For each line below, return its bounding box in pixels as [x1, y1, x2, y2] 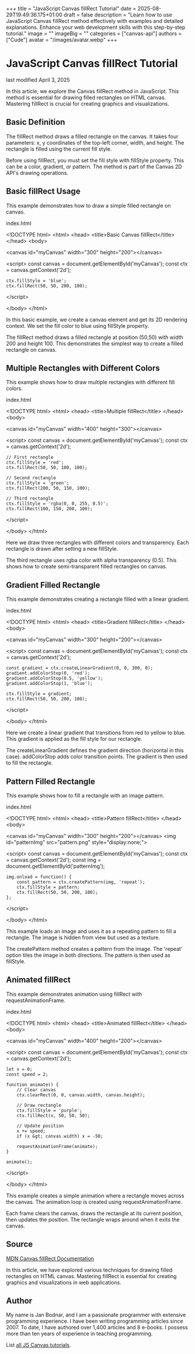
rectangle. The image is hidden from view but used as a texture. [6, 934, 160, 941]
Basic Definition [6, 117, 66, 127]
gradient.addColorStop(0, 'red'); [6, 670, 91, 676]
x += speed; [16, 1128, 46, 1134]
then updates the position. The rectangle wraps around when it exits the [6, 1216, 180, 1223]
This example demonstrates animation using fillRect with [6, 990, 142, 997]
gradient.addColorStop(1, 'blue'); [6, 681, 93, 687]
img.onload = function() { [6, 874, 72, 880]
